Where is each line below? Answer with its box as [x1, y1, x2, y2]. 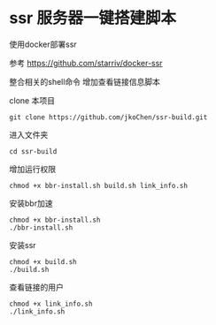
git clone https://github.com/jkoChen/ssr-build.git [9, 112, 208, 122]
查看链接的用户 [9, 282, 64, 292]
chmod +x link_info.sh [9, 299, 93, 308]
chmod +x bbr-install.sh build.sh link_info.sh [9, 181, 189, 190]
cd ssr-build [9, 147, 58, 155]
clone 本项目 [9, 94, 56, 106]
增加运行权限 [9, 163, 56, 174]
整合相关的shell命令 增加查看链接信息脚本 [9, 76, 161, 87]
